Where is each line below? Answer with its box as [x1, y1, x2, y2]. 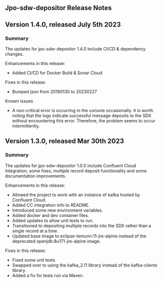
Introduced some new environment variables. [12, 207, 103, 213]
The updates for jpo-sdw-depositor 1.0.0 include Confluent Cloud [5, 163, 136, 168]
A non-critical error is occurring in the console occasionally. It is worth [12, 108, 154, 114]
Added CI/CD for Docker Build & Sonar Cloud [12, 70, 103, 76]
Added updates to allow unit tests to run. [12, 217, 94, 223]
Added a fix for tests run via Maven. [12, 272, 84, 278]
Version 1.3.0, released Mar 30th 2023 [5, 137, 124, 145]
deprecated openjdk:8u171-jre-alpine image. [12, 238, 101, 244]
